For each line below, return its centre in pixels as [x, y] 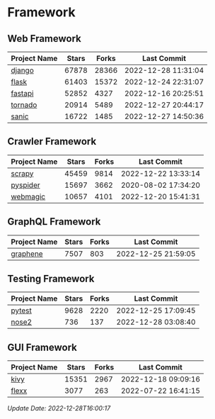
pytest [21, 311]
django [22, 70]
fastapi [22, 93]
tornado [24, 105]
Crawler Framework [52, 141]
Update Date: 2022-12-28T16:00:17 [59, 408]
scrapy [22, 173]
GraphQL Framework [54, 222]
